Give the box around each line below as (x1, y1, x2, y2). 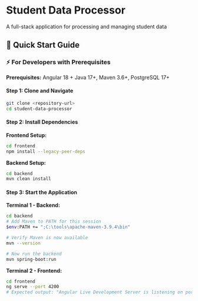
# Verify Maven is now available (6, 235, 88, 241)
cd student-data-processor (6, 105, 72, 112)
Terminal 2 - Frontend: (6, 267, 62, 274)
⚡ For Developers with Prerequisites (6, 58, 111, 67)
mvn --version (6, 240, 41, 246)
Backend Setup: (6, 159, 46, 166)
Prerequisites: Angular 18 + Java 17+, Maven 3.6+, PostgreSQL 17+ (6, 74, 170, 81)
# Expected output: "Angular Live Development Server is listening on (6, 289, 183, 295)
